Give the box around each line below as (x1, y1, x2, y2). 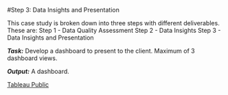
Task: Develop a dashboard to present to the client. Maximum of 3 (7, 47, 195, 55)
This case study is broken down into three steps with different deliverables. (7, 19, 220, 27)
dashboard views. (7, 54, 58, 62)
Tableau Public (7, 81, 49, 88)
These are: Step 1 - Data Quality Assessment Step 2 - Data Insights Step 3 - (7, 27, 221, 34)
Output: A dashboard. (7, 68, 70, 75)
